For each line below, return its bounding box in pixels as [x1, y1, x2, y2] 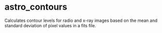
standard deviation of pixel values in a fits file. [4, 22, 97, 28]
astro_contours [4, 1, 67, 13]
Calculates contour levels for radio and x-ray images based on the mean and [4, 17, 158, 23]
